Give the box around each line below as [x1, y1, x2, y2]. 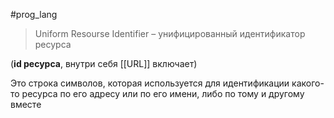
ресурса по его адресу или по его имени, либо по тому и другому [21, 88, 305, 99]
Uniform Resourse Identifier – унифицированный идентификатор [34, 28, 306, 39]
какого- [291, 77, 325, 89]
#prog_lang [10, 9, 58, 20]
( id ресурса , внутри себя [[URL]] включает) [10, 58, 198, 69]
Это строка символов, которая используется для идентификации [10, 77, 290, 89]
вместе [10, 99, 42, 110]
